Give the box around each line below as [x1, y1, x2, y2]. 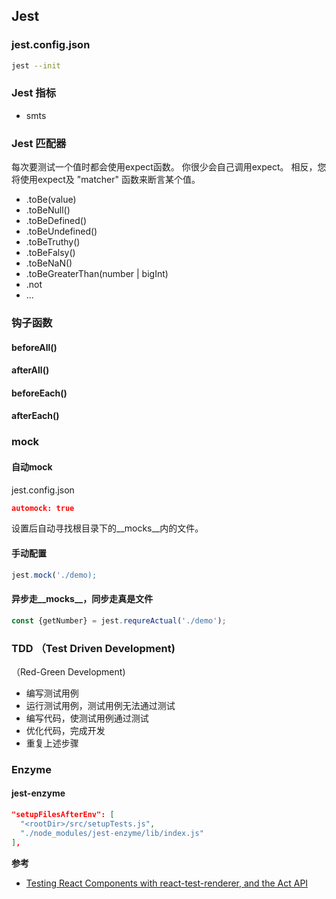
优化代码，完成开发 [25, 724, 106, 736]
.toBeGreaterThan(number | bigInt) [25, 268, 169, 280]
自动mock [11, 460, 53, 473]
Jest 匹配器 [11, 136, 67, 150]
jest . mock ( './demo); [11, 570, 98, 580]
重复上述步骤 [25, 737, 79, 749]
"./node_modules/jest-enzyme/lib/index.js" [20, 828, 204, 838]
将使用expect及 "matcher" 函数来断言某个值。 [11, 174, 201, 186]
